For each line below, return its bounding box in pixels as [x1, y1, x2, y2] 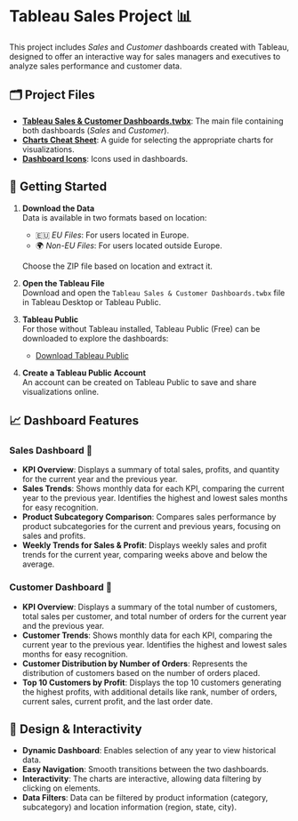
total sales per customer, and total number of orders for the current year [21, 610, 287, 622]
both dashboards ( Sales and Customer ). [21, 125, 170, 135]
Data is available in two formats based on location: [21, 212, 207, 222]
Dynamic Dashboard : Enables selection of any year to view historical [21, 745, 277, 756]
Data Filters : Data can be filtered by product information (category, [21, 793, 269, 803]
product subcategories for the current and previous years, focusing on [21, 521, 281, 532]
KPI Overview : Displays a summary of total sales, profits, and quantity [21, 464, 280, 475]
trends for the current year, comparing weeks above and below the [21, 550, 268, 560]
